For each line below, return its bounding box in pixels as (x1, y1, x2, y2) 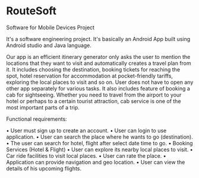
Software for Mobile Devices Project (6, 24, 95, 31)
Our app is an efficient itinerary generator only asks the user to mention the (6, 53, 191, 60)
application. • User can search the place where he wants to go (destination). (6, 133, 193, 140)
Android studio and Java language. (6, 42, 92, 49)
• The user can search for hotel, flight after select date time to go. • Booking (6, 139, 193, 146)
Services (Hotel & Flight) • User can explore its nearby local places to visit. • (6, 146, 193, 153)
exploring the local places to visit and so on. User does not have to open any (6, 79, 194, 86)
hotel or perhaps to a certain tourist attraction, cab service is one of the (6, 97, 181, 105)
